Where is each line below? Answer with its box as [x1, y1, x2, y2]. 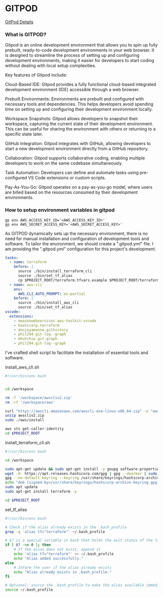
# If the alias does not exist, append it [14, 547, 101, 552]
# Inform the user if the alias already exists [14, 565, 112, 570]
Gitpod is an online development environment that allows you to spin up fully [5, 42, 158, 48]
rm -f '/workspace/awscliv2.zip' [5, 395, 73, 400]
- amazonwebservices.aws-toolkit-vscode [14, 318, 97, 323]
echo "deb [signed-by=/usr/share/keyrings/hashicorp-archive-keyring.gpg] [5, 480, 160, 485]
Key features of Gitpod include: [5, 72, 67, 78]
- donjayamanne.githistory [14, 327, 68, 332]
